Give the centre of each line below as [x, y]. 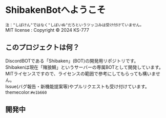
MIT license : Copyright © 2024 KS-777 [47, 30]
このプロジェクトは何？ [42, 47]
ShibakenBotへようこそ [56, 10]
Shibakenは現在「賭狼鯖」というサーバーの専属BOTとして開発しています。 [85, 67]
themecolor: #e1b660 [26, 92]
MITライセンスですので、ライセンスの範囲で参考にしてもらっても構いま [81, 73]
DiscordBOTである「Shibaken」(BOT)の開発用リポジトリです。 [72, 61]
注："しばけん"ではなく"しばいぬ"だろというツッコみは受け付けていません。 [75, 25]
